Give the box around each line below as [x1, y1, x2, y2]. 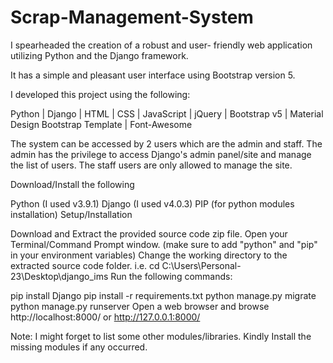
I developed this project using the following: [10, 88, 191, 100]
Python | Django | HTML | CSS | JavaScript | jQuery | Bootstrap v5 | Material [10, 107, 324, 120]
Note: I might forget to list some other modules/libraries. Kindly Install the [10, 330, 312, 342]
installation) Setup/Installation [10, 208, 133, 220]
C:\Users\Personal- [161, 259, 242, 271]
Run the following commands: [110, 270, 233, 282]
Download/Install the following [10, 178, 135, 190]
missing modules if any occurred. [10, 341, 148, 353]
